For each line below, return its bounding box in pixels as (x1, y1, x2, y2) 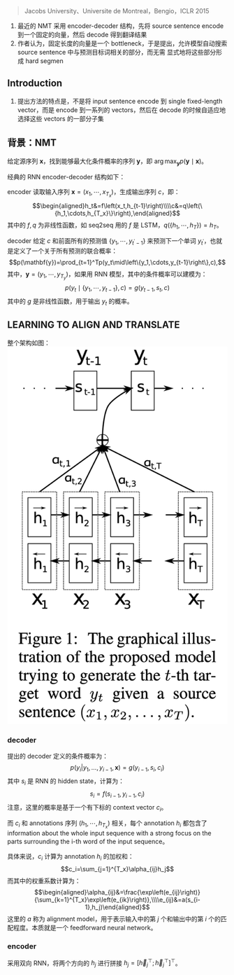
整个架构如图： (7, 338, 50, 347)
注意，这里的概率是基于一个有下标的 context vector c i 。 (7, 803, 168, 813)
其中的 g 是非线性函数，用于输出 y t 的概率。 (7, 297, 134, 307)
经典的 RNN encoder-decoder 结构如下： (7, 173, 126, 181)
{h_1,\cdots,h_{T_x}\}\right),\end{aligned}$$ (54, 209, 180, 217)
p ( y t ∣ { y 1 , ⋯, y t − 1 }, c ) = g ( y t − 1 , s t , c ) (65, 284, 170, 293)
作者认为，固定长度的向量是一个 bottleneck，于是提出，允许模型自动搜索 (17, 39, 228, 48)
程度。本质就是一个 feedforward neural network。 (13, 924, 157, 932)
